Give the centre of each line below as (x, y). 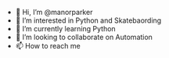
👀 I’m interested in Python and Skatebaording (88, 20)
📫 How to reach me (48, 46)
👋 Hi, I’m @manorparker (54, 12)
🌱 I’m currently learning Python (65, 29)
